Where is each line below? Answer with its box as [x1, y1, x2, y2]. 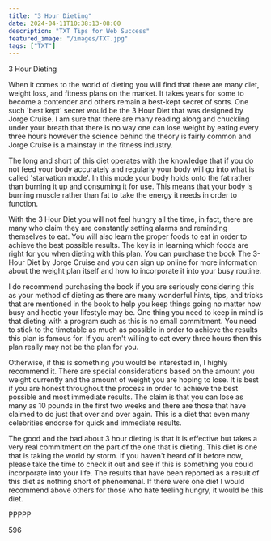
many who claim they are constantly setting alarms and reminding [8, 224, 228, 233]
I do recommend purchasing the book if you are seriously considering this [8, 282, 255, 292]
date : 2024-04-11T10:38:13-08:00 [8, 19, 121, 28]
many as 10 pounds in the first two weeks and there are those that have [8, 401, 247, 411]
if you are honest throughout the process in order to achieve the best [8, 384, 239, 394]
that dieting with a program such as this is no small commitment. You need [8, 317, 257, 326]
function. [8, 199, 39, 209]
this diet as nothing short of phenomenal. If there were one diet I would [8, 477, 245, 487]
